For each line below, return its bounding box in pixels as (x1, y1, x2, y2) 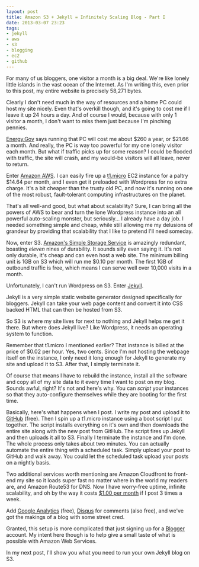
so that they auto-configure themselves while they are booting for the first (6, 390, 187, 398)
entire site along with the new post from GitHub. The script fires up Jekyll (6, 427, 185, 434)
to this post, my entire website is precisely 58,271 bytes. (6, 87, 143, 94)
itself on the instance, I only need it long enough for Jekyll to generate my (6, 354, 186, 361)
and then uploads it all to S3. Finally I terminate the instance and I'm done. (6, 434, 187, 441)
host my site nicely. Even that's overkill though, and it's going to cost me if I (6, 105, 191, 112)
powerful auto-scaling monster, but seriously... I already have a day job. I (6, 214, 184, 222)
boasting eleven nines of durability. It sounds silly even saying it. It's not (6, 245, 182, 252)
